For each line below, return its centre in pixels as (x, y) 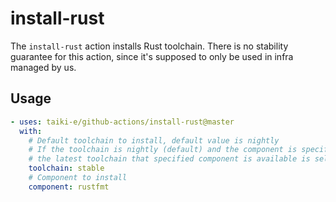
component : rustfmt (69, 187)
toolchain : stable (66, 168)
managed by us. (43, 67)
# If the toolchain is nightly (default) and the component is (163, 150)
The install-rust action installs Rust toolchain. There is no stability (149, 46)
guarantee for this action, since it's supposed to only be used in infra (152, 56)
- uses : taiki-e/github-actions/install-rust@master (122, 122)
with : (31, 131)
